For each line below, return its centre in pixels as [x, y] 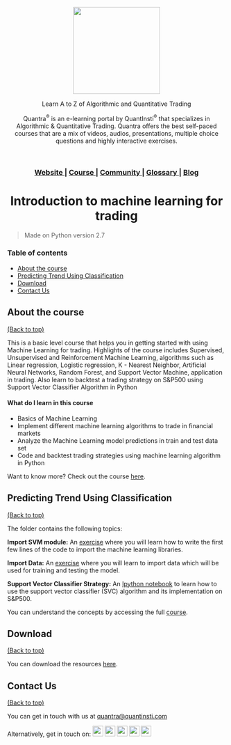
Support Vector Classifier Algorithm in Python [72, 387]
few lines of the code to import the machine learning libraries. [95, 549]
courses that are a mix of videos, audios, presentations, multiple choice [117, 133]
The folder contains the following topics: [65, 528]
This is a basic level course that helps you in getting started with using [108, 343]
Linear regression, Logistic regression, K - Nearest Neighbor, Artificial [107, 365]
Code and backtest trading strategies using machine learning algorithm [119, 455]
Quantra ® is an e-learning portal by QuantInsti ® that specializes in [117, 118]
